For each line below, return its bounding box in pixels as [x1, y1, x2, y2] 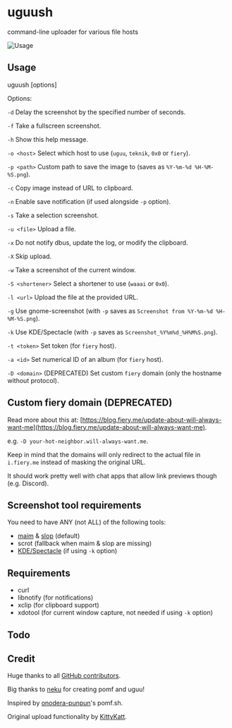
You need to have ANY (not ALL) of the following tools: [7, 518, 166, 526]
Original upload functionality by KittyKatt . [7, 712, 127, 721]
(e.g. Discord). [7, 479, 49, 487]
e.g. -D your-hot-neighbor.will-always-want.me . [7, 437, 149, 445]
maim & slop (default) [17, 532, 80, 540]
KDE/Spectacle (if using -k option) [17, 547, 118, 555]
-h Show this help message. [7, 135, 88, 143]
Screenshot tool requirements [7, 499, 142, 511]
